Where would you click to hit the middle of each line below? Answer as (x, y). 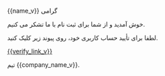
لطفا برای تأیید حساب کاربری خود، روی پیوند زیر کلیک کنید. (83, 38)
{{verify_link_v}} (30, 51)
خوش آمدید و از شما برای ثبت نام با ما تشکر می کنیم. (76, 24)
